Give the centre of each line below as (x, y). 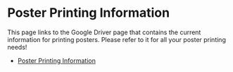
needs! (17, 47)
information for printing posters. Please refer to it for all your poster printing (117, 39)
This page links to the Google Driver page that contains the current (104, 32)
